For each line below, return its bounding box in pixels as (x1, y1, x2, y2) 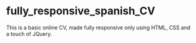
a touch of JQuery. (6, 30, 52, 37)
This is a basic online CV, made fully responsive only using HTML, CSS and (6, 24, 191, 31)
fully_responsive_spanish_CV (6, 4, 155, 18)
